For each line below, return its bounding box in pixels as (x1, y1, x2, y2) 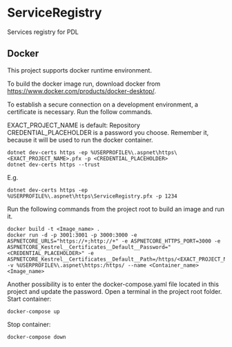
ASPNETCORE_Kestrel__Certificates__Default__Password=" (7, 243, 171, 250)
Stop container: (7, 320, 51, 328)
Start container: (7, 294, 52, 303)
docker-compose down (7, 333, 67, 340)
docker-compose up (7, 308, 60, 315)
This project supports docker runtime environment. (7, 66, 152, 74)
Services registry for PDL (7, 28, 79, 36)
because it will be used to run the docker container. (7, 135, 153, 144)
